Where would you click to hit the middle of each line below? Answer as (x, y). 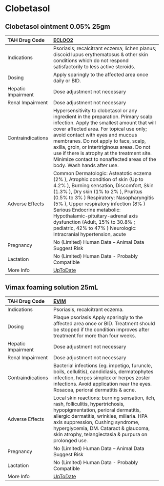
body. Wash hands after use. (86, 165)
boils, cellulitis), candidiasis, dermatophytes (103, 371)
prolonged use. (71, 440)
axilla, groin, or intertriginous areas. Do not (102, 147)
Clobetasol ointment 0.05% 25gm (58, 27)
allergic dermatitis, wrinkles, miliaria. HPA (101, 416)
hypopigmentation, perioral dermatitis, (97, 410)
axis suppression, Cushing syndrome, (96, 422)
